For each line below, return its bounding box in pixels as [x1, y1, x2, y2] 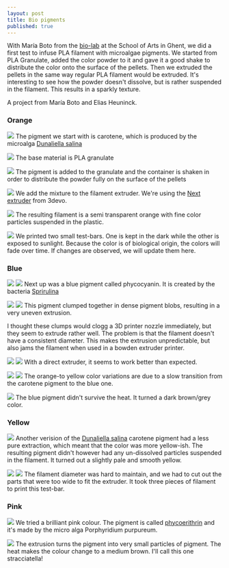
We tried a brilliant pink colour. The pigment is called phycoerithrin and [15, 518, 215, 526]
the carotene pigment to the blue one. [7, 379, 114, 387]
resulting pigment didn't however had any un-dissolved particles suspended [7, 449, 222, 457]
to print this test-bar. [7, 484, 65, 493]
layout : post [7, 10, 44, 17]
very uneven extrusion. [7, 308, 72, 317]
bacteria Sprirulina [7, 287, 59, 295]
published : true [7, 23, 53, 29]
